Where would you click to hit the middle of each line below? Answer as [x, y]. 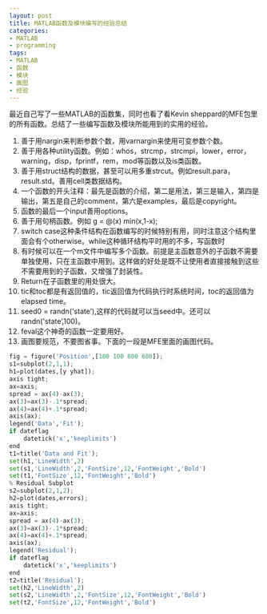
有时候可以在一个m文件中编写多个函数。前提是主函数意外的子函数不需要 [139, 251]
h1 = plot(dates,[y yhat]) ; [52, 372]
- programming [33, 46]
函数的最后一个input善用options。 [76, 211]
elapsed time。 [46, 301]
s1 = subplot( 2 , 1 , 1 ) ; [42, 364]
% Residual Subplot [42, 483]
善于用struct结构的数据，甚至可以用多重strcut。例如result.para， [128, 171]
